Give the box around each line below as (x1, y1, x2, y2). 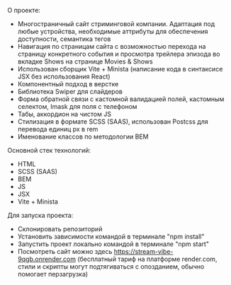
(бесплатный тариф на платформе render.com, (77, 255, 218, 263)
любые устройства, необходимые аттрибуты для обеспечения (17, 28, 208, 35)
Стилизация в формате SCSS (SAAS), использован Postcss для (17, 117, 208, 126)
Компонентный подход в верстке (17, 80, 119, 88)
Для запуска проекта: (7, 211, 74, 219)
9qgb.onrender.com (17, 255, 77, 263)
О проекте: (7, 6, 41, 14)
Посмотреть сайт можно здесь (17, 248, 113, 255)
